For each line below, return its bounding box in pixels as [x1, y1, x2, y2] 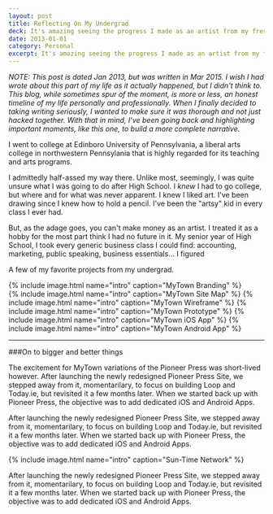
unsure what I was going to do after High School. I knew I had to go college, [8, 181, 262, 191]
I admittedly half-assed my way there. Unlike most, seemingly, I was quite [8, 172, 254, 182]
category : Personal [8, 42, 75, 50]
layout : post [8, 11, 53, 20]
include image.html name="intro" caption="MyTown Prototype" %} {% [8, 307, 245, 316]
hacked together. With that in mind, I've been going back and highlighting [8, 115, 255, 124]
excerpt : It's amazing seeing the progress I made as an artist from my [8, 50, 260, 58]
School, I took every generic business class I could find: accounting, [8, 241, 237, 250]
